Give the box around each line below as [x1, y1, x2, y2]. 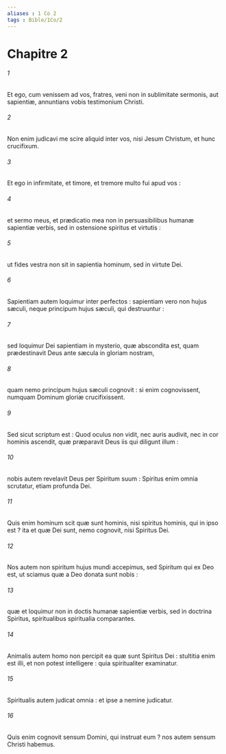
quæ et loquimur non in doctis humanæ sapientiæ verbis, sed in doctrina [7, 607, 212, 615]
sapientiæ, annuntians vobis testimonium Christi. [7, 98, 145, 106]
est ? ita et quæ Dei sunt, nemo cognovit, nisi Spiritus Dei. [7, 526, 170, 534]
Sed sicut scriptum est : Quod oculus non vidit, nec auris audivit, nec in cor [7, 430, 219, 438]
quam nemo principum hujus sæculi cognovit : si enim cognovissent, [7, 386, 201, 394]
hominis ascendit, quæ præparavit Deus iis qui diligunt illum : [7, 437, 179, 446]
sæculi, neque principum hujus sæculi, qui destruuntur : [7, 304, 164, 312]
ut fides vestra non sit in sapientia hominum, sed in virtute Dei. [7, 260, 184, 269]
